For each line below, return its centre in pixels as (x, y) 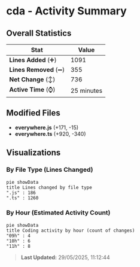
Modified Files (34, 113)
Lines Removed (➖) (37, 70)
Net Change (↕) (32, 79)
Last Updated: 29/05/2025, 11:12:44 (65, 257)
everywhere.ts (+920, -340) (50, 133)
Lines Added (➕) (33, 60)
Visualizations (34, 153)
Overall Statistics (39, 33)
